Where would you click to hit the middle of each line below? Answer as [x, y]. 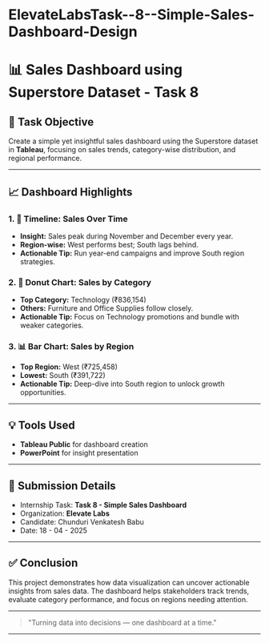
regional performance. [45, 159]
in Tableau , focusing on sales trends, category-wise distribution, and [122, 150]
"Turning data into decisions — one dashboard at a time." [122, 622]
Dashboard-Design [73, 32]
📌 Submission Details [62, 486]
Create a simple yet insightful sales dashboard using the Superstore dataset [133, 141]
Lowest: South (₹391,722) [62, 376]
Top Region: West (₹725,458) [69, 367]
